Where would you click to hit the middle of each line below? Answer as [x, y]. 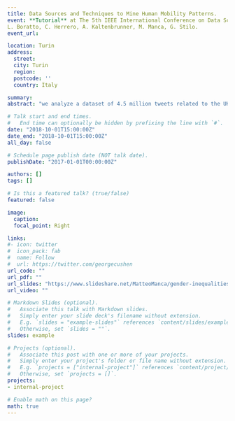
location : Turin [31, 46]
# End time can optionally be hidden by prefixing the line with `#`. [115, 123]
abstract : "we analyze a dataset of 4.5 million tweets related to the [114, 104]
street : [25, 59]
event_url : [23, 33]
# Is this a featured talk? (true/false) [69, 194]
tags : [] [20, 181]
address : [20, 52]
